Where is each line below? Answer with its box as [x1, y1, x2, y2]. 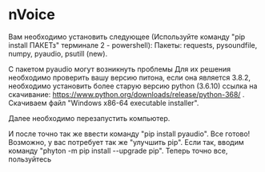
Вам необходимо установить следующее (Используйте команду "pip [8, 32, 246, 41]
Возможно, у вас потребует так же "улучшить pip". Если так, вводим [8, 137, 244, 147]
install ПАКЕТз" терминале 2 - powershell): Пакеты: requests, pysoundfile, [8, 40, 258, 49]
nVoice [8, 6, 56, 24]
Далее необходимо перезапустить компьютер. [8, 113, 171, 123]
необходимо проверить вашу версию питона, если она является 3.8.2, [8, 72, 251, 82]
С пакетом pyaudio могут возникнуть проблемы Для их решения [8, 64, 231, 73]
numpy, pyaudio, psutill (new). [8, 49, 108, 58]
